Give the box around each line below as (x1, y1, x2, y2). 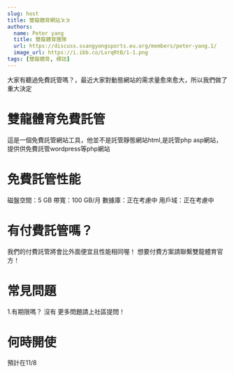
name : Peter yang (13, 29, 64, 37)
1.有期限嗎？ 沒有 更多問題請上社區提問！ (7, 307, 126, 316)
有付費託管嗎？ (7, 222, 94, 238)
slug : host (7, 10, 39, 17)
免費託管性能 (7, 172, 82, 187)
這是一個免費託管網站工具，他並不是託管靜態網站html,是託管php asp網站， (7, 135, 222, 144)
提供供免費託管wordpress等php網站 (7, 144, 110, 153)
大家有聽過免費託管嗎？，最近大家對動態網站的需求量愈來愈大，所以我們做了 (7, 75, 228, 84)
